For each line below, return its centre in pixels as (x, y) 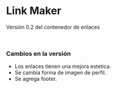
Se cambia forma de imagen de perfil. (60, 73)
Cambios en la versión (39, 53)
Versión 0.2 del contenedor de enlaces (53, 27)
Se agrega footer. (36, 79)
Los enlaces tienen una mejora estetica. (63, 66)
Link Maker (34, 11)
